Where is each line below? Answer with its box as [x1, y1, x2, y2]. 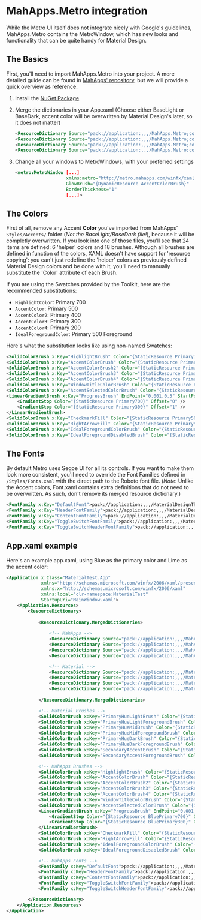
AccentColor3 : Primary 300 [14, 318, 81, 325]
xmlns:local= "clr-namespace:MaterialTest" [41, 591, 148, 598]
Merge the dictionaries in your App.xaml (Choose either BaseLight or [14, 106, 184, 113]
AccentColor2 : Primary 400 [14, 311, 81, 319]
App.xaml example [6, 541, 78, 551]
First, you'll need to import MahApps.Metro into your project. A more [6, 70, 175, 77]
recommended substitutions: [6, 287, 77, 295]
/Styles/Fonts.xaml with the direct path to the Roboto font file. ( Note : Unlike [6, 477, 194, 484]
